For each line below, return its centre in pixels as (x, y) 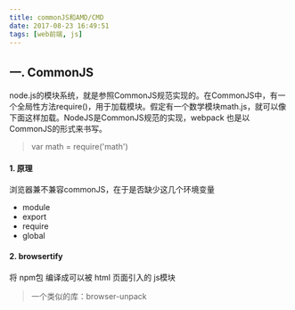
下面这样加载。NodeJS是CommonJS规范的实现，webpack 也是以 (130, 118)
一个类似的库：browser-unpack (89, 296)
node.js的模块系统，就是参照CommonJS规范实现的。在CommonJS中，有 (143, 95)
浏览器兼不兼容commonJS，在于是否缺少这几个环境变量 (112, 190)
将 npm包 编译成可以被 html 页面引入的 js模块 (93, 277)
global (34, 236)
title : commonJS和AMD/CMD (57, 17)
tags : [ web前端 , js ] (46, 34)
